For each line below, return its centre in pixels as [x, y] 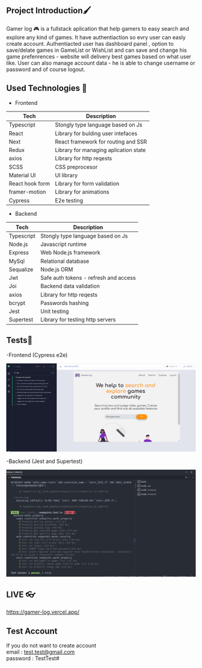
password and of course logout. [46, 69]
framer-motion [27, 192]
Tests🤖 [20, 340]
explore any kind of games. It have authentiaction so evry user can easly [96, 37]
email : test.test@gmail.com [41, 652]
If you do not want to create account [51, 646]
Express [19, 253]
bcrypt [17, 303]
